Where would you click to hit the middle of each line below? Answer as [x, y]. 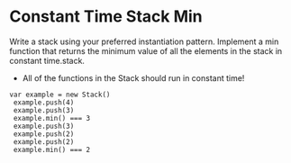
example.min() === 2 [52, 149]
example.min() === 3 [52, 118]
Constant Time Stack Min [106, 17]
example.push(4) [44, 102]
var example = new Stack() [60, 95]
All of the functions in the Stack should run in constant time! [133, 77]
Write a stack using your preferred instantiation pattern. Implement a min [144, 41]
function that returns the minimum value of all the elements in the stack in [146, 50]
